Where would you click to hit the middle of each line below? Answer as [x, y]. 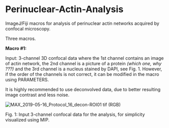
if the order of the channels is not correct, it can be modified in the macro [82, 74]
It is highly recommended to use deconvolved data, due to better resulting [83, 89]
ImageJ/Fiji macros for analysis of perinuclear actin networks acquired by [82, 23]
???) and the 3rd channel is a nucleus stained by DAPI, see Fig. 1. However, [84, 69]
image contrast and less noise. [37, 95]
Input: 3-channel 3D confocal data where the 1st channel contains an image [84, 58]
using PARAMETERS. [27, 79]
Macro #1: [16, 48]
